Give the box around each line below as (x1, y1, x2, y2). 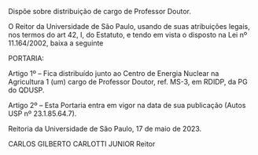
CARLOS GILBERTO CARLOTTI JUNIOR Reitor (8, 139, 156, 148)
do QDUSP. (8, 85, 45, 95)
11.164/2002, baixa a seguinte (8, 38, 104, 48)
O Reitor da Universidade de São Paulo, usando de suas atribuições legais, (8, 22, 250, 31)
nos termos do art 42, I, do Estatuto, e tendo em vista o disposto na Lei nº (8, 31, 248, 39)
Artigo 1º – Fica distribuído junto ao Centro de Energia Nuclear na (8, 69, 219, 77)
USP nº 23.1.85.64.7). (8, 109, 77, 118)
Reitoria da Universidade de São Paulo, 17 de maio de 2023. (8, 124, 202, 133)
